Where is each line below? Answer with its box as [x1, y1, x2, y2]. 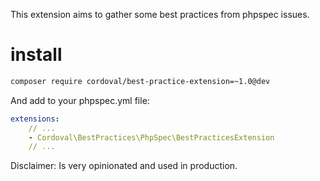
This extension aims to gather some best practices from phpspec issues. [10, 9, 310, 20]
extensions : [10, 114, 60, 124]
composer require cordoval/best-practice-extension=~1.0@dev [10, 76, 271, 86]
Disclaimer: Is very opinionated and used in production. [10, 160, 238, 172]
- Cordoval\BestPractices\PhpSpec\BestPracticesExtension [28, 132, 275, 143]
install [10, 44, 63, 66]
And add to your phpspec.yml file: [10, 94, 150, 106]
